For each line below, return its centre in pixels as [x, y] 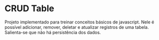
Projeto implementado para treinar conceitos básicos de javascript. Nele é [79, 22]
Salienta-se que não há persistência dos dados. [53, 32]
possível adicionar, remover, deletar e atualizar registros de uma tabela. [77, 27]
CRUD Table [29, 9]
